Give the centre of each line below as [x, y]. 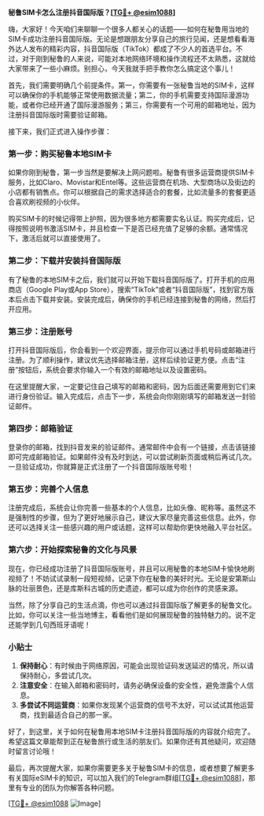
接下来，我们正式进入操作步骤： [60, 132]
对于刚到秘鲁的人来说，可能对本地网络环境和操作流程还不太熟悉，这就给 [139, 59]
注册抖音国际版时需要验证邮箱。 [60, 115]
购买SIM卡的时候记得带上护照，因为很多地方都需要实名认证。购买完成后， [128, 219]
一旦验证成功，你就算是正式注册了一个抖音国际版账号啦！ [101, 467]
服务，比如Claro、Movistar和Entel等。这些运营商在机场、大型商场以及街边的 [132, 182]
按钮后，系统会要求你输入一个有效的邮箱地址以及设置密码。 [115, 369]
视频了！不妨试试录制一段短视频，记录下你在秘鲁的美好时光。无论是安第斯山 [132, 578]
